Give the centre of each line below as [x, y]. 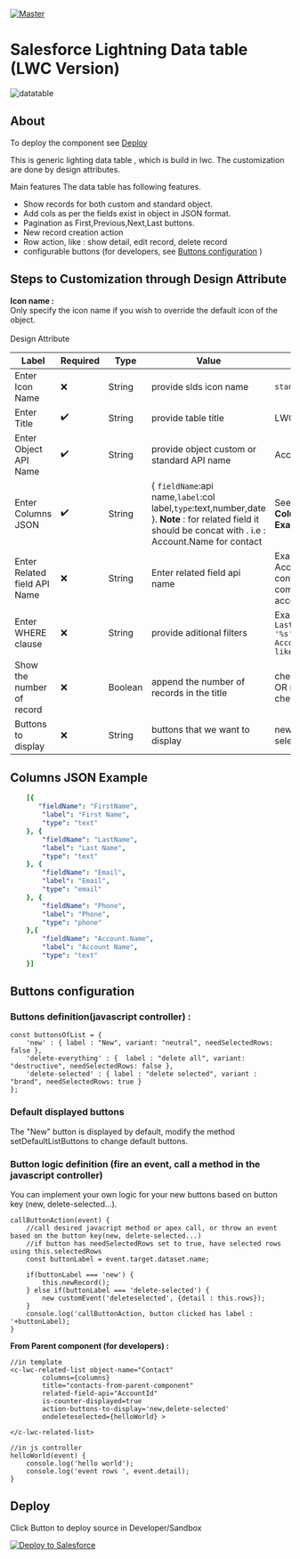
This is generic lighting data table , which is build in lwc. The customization [147, 159]
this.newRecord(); [76, 1283]
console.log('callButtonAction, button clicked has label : [140, 1314]
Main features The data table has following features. [105, 186]
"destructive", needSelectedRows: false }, [92, 1067]
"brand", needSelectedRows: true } [76, 1082]
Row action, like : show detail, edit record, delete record [125, 241]
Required [80, 361]
